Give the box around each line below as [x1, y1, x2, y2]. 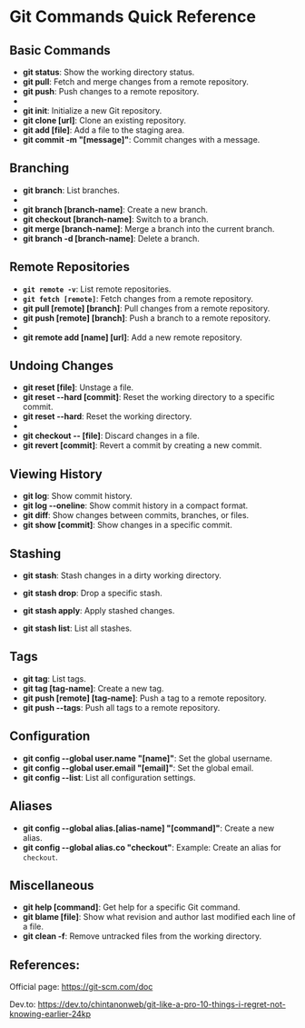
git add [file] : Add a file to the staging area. [22, 125, 185, 135]
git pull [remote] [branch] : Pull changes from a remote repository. [22, 303, 271, 314]
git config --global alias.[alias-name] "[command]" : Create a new [22, 823, 275, 833]
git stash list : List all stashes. [22, 623, 133, 634]
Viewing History [9, 466, 103, 482]
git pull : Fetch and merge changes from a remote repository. [22, 76, 250, 87]
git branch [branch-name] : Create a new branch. [22, 204, 209, 215]
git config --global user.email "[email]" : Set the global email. [22, 762, 254, 773]
